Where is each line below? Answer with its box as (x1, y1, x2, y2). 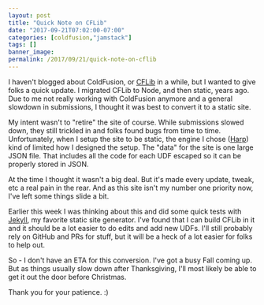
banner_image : (8, 48, 55, 56)
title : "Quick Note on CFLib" (8, 19, 108, 27)
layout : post (8, 11, 51, 20)
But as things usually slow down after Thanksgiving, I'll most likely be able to (8, 263, 257, 273)
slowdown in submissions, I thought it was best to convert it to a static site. (8, 102, 251, 111)
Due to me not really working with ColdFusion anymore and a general (8, 94, 233, 103)
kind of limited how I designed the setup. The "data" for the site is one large (8, 143, 254, 152)
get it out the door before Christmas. (8, 272, 127, 281)
